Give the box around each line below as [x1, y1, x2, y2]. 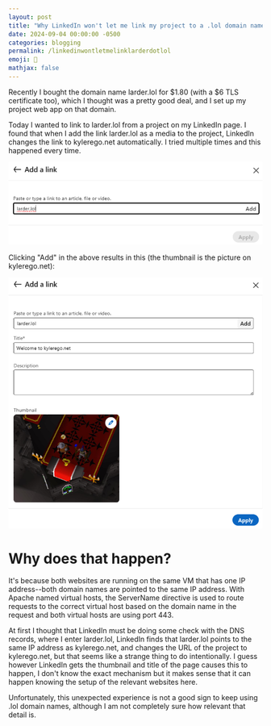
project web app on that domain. [8, 104, 117, 114]
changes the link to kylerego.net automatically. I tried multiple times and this [8, 137, 261, 147]
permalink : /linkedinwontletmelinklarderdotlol [8, 47, 172, 56]
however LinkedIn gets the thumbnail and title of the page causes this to [8, 660, 248, 670]
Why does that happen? [8, 549, 172, 568]
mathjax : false [8, 65, 60, 73]
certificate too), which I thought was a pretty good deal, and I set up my [8, 95, 247, 105]
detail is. [8, 710, 36, 720]
